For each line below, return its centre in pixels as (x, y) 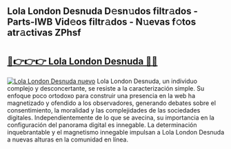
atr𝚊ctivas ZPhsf (44, 33)
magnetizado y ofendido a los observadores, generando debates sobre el (111, 103)
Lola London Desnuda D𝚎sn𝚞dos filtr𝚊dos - (102, 11)
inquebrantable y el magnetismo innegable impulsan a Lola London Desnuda (116, 132)
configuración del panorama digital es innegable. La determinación (102, 125)
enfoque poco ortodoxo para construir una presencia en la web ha (101, 96)
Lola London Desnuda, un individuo (147, 81)
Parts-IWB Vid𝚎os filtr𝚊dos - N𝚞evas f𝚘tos (102, 22)
